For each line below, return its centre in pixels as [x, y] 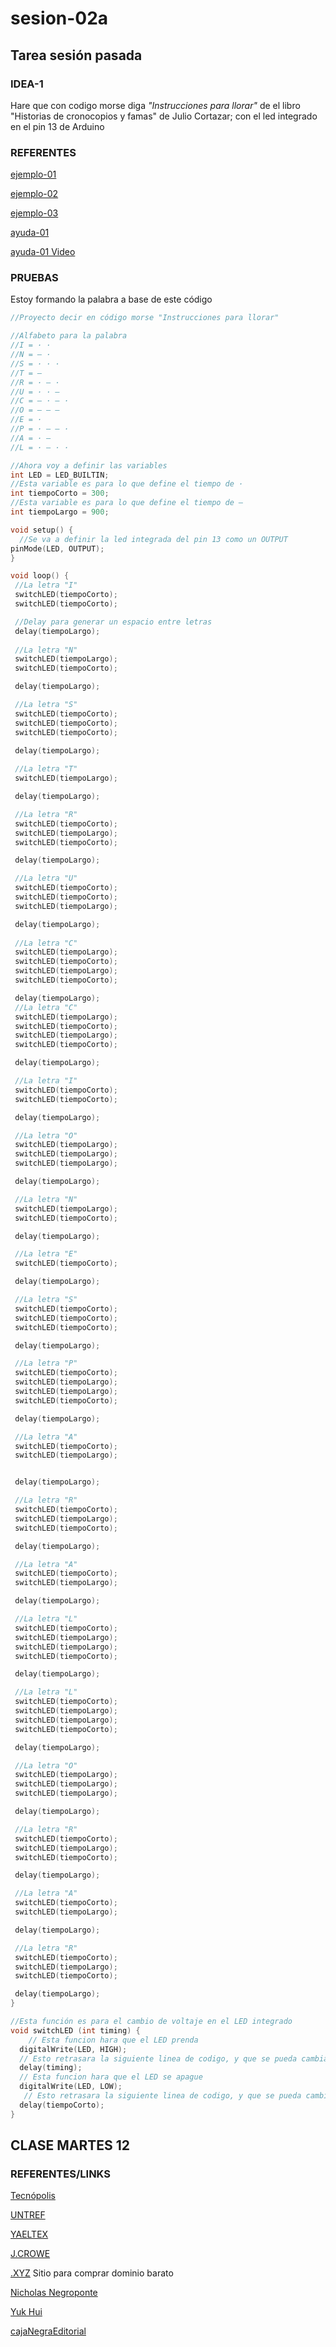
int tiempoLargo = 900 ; [60, 512]
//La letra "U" [46, 878]
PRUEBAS [34, 278]
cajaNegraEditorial [48, 2331]
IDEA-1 [27, 84]
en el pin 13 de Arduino [57, 126]
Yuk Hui [26, 2312]
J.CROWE [30, 2254]
